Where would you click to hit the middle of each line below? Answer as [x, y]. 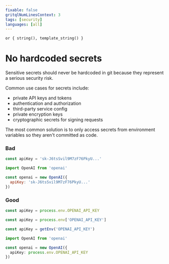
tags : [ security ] [24, 19]
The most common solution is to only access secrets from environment [80, 130]
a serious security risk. [29, 78]
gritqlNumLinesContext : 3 [33, 15]
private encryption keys [38, 114]
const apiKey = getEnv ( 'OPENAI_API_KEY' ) [50, 229]
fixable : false [22, 10]
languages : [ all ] [24, 24]
